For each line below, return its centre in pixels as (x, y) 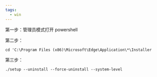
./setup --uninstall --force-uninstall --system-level (64, 69)
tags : (11, 10)
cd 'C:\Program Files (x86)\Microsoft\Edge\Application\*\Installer (78, 50)
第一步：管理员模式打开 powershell (42, 29)
